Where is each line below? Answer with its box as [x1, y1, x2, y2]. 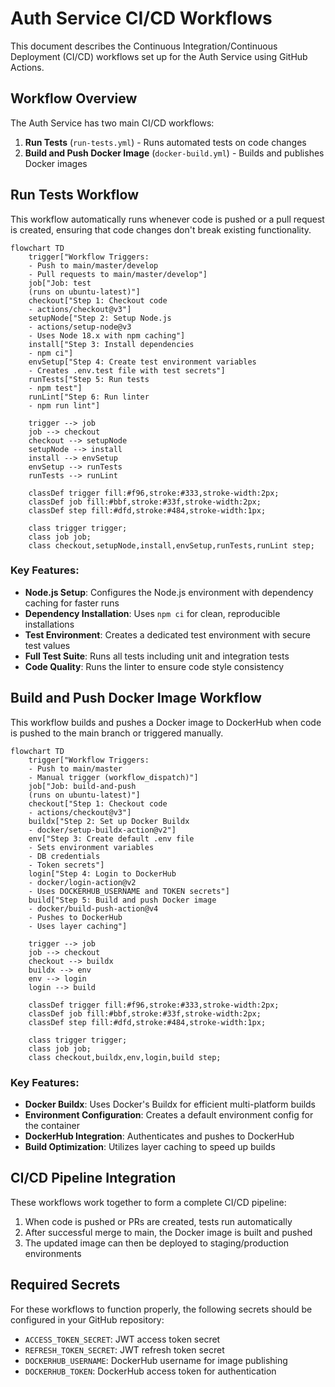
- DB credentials [28, 851, 101, 861]
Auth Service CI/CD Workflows [10, 7, 273, 30]
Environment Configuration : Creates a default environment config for [24, 1108, 314, 1121]
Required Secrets [10, 1277, 121, 1294]
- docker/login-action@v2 [28, 877, 137, 887]
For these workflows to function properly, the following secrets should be [10, 1303, 313, 1315]
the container [24, 1119, 81, 1131]
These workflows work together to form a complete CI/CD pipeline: [10, 1196, 287, 1208]
